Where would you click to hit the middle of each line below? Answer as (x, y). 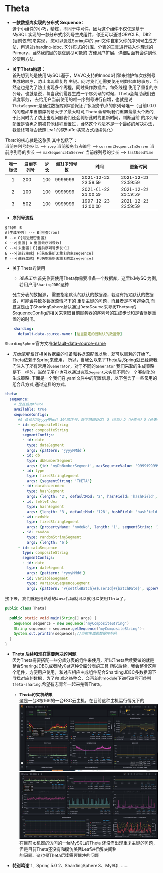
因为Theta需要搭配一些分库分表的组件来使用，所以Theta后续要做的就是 (83, 660)
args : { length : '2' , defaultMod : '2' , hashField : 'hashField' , (92, 496)
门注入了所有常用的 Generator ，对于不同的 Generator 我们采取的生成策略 (83, 366)
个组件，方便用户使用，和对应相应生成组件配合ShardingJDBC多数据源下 (84, 672)
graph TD (14, 227)
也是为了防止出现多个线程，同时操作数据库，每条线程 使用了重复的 (87, 87)
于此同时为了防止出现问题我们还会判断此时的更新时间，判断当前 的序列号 (85, 117)
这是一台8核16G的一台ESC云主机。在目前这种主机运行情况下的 (82, 700)
